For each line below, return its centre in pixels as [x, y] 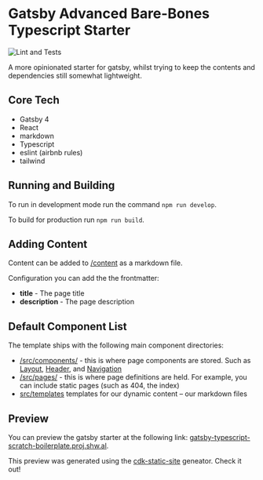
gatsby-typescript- [220, 437]
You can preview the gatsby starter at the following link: [98, 437]
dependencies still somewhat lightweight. [75, 75]
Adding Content [48, 244]
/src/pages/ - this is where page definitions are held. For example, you [133, 377]
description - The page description [77, 302]
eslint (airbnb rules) [51, 152]
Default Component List [68, 326]
